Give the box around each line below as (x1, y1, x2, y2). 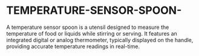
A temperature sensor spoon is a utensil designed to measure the (6, 23, 169, 31)
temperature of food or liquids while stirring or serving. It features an (6, 30, 177, 37)
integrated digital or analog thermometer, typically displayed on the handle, (6, 36, 194, 43)
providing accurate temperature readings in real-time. (6, 43, 140, 50)
